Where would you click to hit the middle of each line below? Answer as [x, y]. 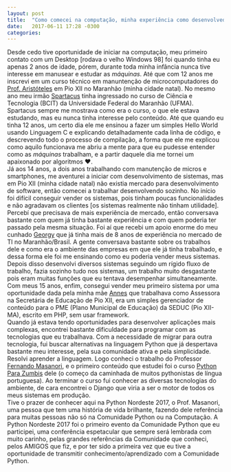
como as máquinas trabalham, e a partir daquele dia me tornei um [101, 155]
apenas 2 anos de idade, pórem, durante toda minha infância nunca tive [109, 67]
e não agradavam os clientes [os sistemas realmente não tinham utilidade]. [113, 205]
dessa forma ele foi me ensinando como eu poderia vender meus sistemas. [114, 257]
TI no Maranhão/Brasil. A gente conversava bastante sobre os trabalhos [109, 242]
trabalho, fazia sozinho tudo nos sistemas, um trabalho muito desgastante [112, 271]
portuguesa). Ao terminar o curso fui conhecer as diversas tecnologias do [112, 381]
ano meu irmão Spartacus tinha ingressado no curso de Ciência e [100, 96]
